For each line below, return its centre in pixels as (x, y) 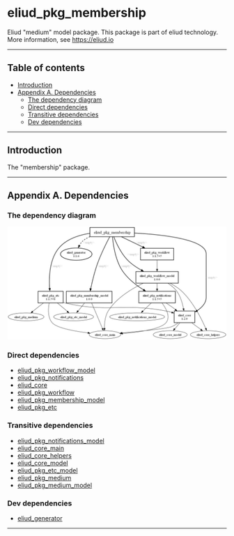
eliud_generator (40, 519)
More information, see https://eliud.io (61, 39)
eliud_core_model (42, 463)
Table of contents (46, 68)
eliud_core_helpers (44, 455)
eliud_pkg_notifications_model (61, 441)
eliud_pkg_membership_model (61, 400)
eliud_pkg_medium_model (55, 485)
